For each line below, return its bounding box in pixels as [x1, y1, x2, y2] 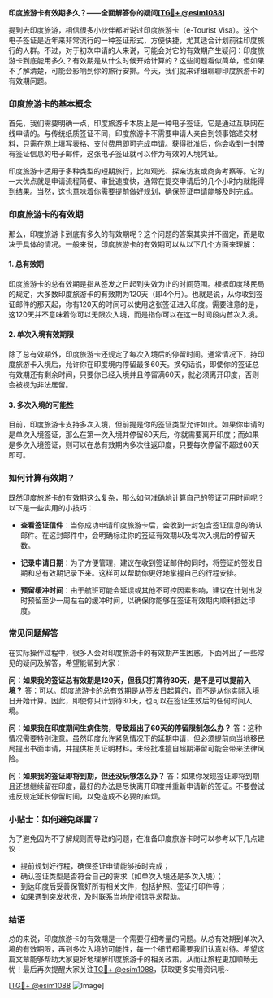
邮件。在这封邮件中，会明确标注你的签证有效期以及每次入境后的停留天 [19, 530, 256, 540]
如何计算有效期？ [8, 472, 76, 484]
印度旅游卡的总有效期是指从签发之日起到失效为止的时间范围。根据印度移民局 [8, 278, 265, 288]
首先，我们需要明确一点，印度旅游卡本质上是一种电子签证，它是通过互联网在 [8, 118, 265, 129]
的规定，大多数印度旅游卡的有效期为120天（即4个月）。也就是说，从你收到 [8, 289, 257, 299]
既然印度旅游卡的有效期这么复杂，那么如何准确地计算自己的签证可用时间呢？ [8, 492, 265, 502]
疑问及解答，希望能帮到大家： [22, 658, 123, 668]
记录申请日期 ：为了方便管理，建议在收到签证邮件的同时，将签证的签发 [19, 558, 256, 567]
